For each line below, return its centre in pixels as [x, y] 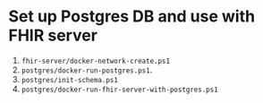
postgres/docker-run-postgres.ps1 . [87, 70]
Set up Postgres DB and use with [132, 17]
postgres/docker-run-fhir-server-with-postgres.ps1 [119, 90]
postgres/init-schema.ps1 [69, 80]
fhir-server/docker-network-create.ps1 [96, 61]
